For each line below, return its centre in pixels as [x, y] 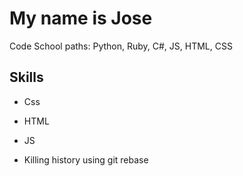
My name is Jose [81, 18]
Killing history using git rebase [86, 159]
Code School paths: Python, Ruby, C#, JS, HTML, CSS [121, 46]
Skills [26, 77]
